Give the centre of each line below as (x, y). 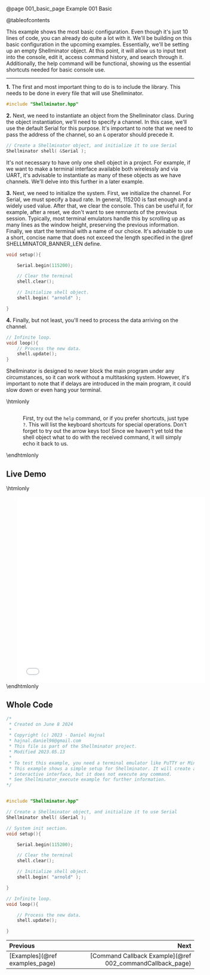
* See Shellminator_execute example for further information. (88, 780)
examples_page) (33, 964)
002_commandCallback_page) (148, 964)
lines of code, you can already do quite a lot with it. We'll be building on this (99, 38)
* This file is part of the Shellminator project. (73, 747)
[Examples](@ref (33, 956)
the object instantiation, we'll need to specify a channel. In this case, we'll (96, 122)
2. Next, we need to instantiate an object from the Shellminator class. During (100, 115)
